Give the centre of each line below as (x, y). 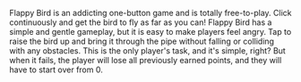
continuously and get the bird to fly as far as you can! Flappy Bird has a (141, 22)
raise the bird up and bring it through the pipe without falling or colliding (142, 41)
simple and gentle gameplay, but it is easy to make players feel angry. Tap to (150, 32)
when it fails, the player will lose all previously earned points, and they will (146, 60)
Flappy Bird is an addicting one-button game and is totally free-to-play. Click (150, 13)
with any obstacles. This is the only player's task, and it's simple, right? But (148, 51)
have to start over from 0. (56, 70)
